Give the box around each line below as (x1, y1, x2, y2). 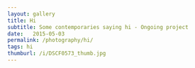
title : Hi (7, 17, 37, 24)
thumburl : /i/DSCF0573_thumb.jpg (7, 50, 106, 57)
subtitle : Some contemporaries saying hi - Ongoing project (7, 23, 189, 30)
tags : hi (7, 43, 33, 50)
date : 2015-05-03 (7, 30, 65, 38)
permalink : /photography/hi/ (7, 37, 94, 44)
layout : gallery (7, 10, 55, 18)
